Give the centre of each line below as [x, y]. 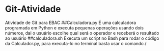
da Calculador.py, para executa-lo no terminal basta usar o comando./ [76, 43]
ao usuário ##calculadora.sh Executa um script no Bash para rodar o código [82, 38]
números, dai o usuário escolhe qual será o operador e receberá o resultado [82, 33]
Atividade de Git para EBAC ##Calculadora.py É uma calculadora [70, 23]
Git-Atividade [33, 9]
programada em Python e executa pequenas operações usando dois [74, 27]
